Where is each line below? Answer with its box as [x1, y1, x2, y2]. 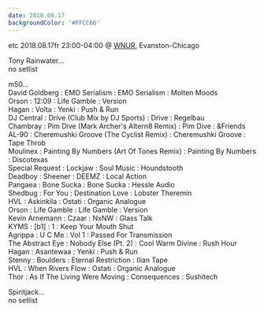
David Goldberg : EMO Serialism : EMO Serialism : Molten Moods [8, 87, 218, 97]
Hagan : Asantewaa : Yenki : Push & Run [8, 246, 138, 256]
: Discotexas [8, 154, 49, 164]
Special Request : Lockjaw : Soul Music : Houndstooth [8, 163, 184, 172]
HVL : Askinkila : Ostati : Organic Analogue [8, 196, 147, 205]
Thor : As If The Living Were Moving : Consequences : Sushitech [8, 272, 218, 281]
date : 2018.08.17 [8, 11, 65, 20]
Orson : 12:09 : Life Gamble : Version [8, 96, 128, 106]
